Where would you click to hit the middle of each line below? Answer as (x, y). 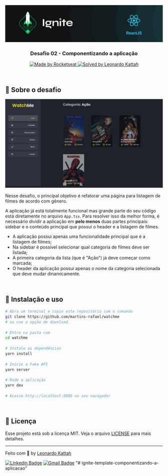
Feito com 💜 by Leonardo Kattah (38, 453)
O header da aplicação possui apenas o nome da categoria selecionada (86, 269)
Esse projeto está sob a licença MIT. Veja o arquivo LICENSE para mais (78, 433)
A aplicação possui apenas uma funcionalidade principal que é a (79, 236)
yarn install (19, 354)
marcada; (22, 263)
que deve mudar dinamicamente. (46, 274)
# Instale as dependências (33, 348)
